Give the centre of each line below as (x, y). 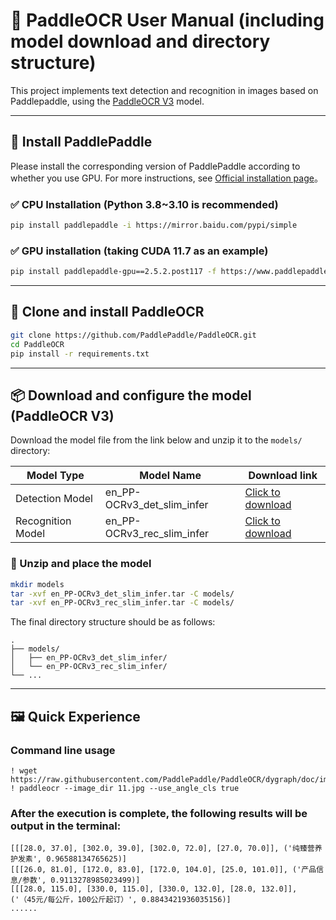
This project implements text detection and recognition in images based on (164, 90)
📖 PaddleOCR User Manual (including (167, 20)
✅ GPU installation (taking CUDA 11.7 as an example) (139, 251)
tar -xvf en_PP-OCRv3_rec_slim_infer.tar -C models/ (122, 603)
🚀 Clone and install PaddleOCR (107, 312)
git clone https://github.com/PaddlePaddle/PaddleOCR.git (133, 335)
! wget (24, 770)
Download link (283, 476)
